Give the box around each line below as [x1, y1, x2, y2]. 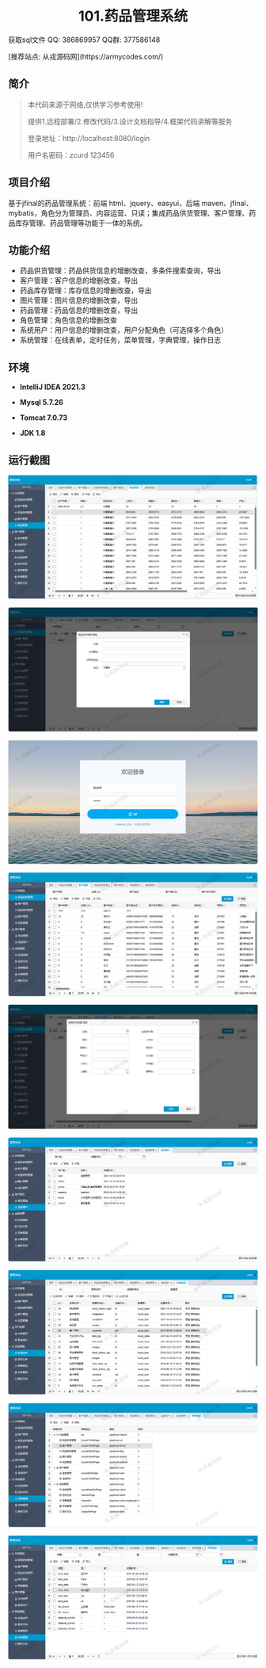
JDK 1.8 [19, 429, 46, 438]
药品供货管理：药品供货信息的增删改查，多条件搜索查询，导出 [19, 266, 222, 276]
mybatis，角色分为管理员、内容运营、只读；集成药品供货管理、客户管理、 [8, 208, 249, 218]
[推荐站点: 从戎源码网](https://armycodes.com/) [8, 52, 164, 61]
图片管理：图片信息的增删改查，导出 [19, 296, 139, 305]
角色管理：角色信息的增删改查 [19, 315, 117, 325]
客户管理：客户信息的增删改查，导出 [19, 276, 139, 285]
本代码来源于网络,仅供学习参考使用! [27, 100, 143, 109]
